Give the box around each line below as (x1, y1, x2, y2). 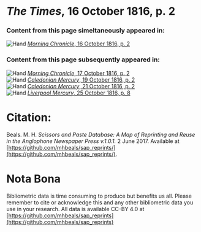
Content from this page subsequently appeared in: (6, 55, 161, 64)
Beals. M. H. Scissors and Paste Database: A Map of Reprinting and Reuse (6, 131, 195, 138)
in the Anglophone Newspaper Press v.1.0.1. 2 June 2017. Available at (6, 137, 180, 145)
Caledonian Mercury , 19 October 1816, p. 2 (27, 75, 135, 83)
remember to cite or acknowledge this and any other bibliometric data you (6, 198, 194, 206)
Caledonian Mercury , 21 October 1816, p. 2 (27, 82, 135, 90)
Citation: (6, 110, 51, 124)
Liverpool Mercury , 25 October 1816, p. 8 (27, 89, 131, 96)
